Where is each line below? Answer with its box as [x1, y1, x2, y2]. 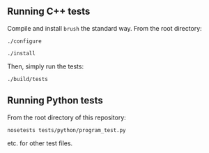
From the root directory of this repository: [7, 113, 127, 122]
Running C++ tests [7, 6, 91, 17]
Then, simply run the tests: [7, 62, 84, 71]
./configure [7, 38, 42, 45]
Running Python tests [7, 94, 103, 107]
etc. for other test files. [7, 139, 73, 147]
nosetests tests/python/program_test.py [7, 126, 127, 133]
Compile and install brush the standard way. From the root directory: [7, 24, 202, 32]
